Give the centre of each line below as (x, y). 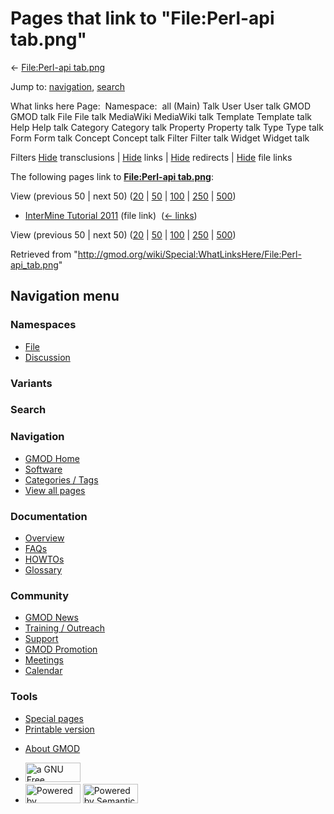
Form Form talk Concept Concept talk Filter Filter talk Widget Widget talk (160, 138)
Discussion (47, 357)
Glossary (43, 570)
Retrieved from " (44, 254)
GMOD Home (52, 458)
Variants (31, 383)
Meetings (44, 660)
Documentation (49, 516)
